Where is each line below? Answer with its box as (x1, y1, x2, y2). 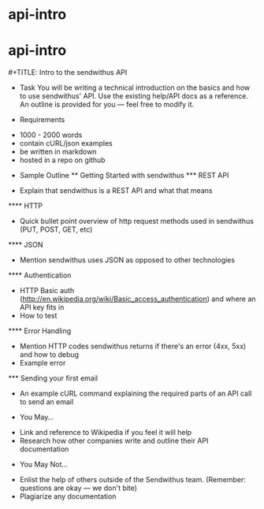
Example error (19, 359, 66, 368)
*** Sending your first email (8, 373, 99, 383)
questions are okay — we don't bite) (19, 483, 138, 493)
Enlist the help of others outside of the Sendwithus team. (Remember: (19, 475, 246, 485)
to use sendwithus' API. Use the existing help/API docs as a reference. (19, 91, 248, 101)
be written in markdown (19, 147, 97, 157)
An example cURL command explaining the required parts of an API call (19, 388, 252, 399)
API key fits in (19, 303, 65, 312)
